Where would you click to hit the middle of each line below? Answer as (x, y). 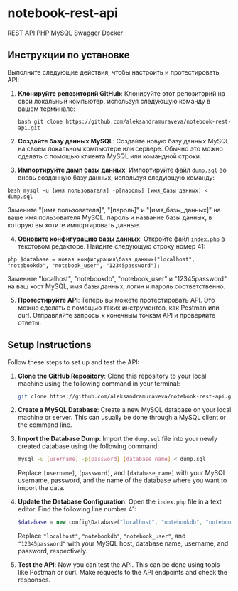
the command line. (45, 425)
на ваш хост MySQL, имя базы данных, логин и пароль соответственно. (117, 286)
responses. (34, 580)
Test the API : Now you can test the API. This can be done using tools (119, 565)
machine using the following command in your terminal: (99, 383)
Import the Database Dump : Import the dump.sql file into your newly (118, 439)
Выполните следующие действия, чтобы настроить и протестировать (113, 72)
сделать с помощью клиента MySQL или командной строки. (109, 156)
